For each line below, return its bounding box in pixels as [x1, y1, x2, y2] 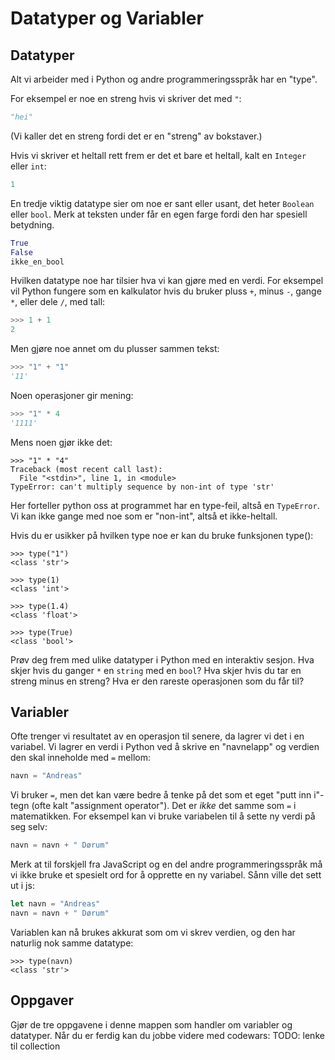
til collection [10, 1040, 61, 1052]
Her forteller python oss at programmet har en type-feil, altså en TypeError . [10, 499, 320, 511]
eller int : [10, 160, 47, 172]
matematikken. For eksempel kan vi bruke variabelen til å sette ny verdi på [10, 810, 316, 822]
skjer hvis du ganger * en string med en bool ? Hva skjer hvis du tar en [10, 664, 302, 676]
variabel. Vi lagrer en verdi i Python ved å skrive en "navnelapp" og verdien [10, 741, 320, 753]
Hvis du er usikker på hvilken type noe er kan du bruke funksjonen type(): [10, 529, 314, 541]
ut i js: [10, 880, 35, 892]
